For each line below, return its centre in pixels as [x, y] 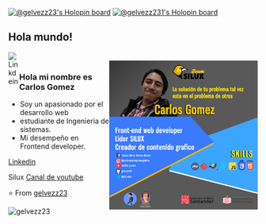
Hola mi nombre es [56, 77]
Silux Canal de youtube [46, 177]
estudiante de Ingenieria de [64, 121]
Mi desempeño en [49, 138]
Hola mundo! [40, 37]
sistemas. [35, 129]
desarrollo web [44, 113]
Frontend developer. [52, 146]
